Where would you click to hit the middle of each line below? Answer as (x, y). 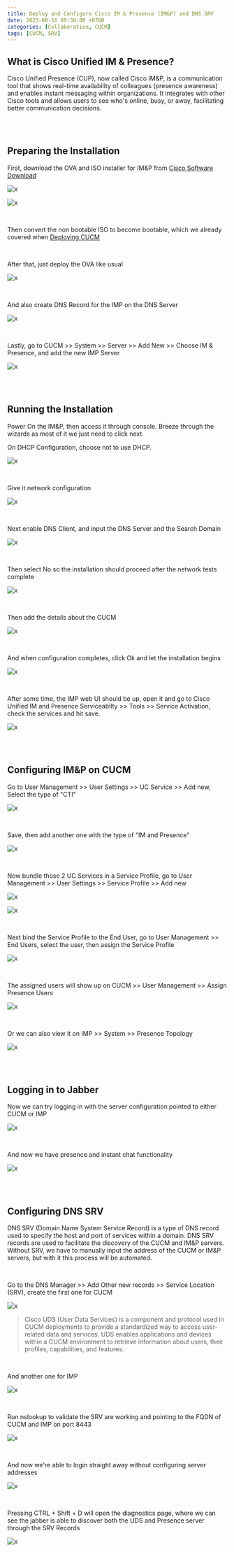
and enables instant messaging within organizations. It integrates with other (116, 93)
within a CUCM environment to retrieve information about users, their (124, 1342)
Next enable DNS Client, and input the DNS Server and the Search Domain (114, 528)
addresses (22, 1472)
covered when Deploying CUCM (53, 237)
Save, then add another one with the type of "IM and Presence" (98, 835)
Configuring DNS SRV (56, 1211)
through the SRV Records (44, 1528)
